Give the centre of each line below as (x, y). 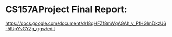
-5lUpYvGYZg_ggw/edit (30, 28)
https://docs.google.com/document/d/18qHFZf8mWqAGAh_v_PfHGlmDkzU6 (86, 23)
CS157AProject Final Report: (66, 9)
